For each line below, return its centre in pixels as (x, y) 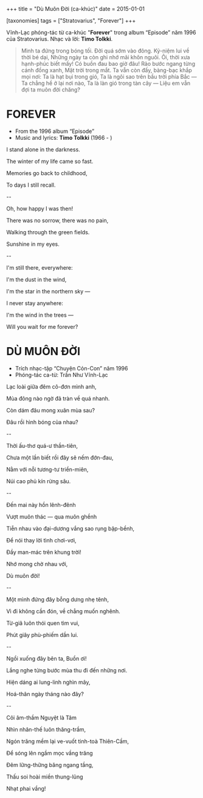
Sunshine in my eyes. (33, 244)
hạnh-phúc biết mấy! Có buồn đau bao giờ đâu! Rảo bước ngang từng (108, 64)
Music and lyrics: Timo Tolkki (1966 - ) (64, 137)
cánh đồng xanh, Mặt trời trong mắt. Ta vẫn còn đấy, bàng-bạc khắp (107, 70)
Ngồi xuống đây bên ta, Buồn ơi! (46, 658)
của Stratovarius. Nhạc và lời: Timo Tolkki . (60, 39)
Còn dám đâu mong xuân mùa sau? (51, 410)
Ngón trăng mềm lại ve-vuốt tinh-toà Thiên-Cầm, (68, 741)
